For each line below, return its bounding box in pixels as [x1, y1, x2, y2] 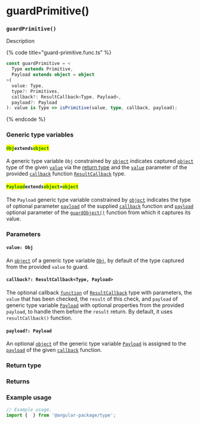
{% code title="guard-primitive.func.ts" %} [6, 49, 112, 56]
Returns [6, 377, 30, 386]
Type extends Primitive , [11, 66, 73, 72]
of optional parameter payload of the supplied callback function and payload [6, 202, 194, 209]
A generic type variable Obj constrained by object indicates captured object [6, 157, 194, 165]
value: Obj [6, 245, 33, 251]
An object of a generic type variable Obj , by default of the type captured [6, 256, 184, 264]
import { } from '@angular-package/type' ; [6, 413, 116, 419]
